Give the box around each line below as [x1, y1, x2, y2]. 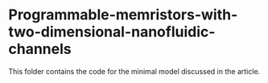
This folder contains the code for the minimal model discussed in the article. [8, 66, 261, 76]
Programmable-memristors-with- [8, 6, 238, 24]
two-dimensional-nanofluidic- [8, 23, 216, 41]
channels [8, 40, 72, 58]
